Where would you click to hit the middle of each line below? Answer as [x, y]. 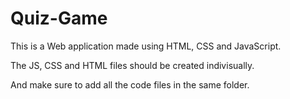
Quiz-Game [59, 18]
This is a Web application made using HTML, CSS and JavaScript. [146, 46]
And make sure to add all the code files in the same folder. [130, 84]
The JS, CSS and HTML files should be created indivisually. [132, 65]
